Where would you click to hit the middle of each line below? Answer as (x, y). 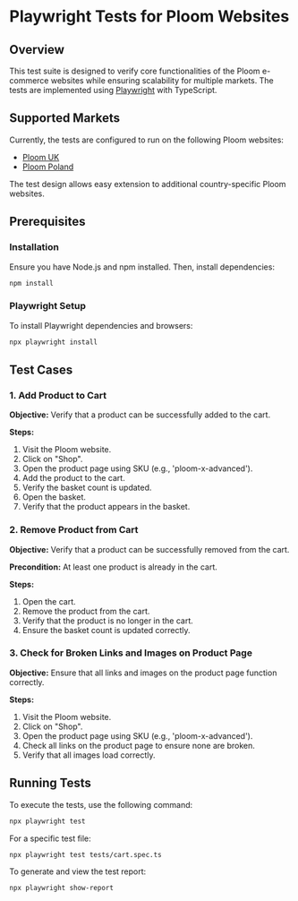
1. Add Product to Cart (58, 395)
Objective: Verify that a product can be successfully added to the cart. (140, 415)
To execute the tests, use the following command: (101, 804)
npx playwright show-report (62, 888)
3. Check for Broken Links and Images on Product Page (131, 653)
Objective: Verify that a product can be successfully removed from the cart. (149, 549)
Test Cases (41, 369)
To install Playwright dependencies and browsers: (101, 325)
